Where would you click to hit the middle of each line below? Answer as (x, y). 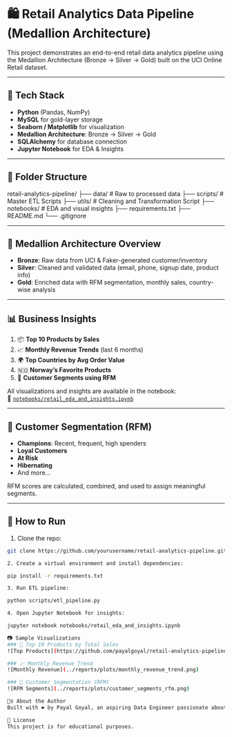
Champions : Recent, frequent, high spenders (81, 443)
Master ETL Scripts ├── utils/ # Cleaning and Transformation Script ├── (111, 201)
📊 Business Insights (52, 319)
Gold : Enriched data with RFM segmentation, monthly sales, (102, 283)
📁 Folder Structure (47, 177)
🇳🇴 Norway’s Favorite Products (64, 370)
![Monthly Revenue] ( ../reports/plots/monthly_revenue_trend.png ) (103, 670)
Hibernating (35, 465)
